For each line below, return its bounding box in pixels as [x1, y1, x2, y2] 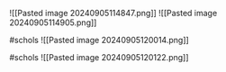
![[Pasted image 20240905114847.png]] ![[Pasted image [9, 8, 218, 18]
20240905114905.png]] [9, 17, 97, 28]
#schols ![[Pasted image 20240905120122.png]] [9, 52, 189, 62]
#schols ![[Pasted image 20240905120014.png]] [9, 35, 189, 45]
